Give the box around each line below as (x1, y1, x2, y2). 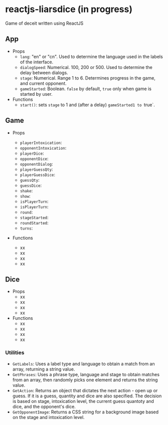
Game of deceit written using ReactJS (5, 20, 84, 26)
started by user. (20, 91, 53, 97)
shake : (20, 187, 33, 193)
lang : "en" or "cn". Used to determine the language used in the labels (20, 53, 163, 59)
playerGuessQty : (20, 166, 53, 172)
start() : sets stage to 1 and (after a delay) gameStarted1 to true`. (20, 102, 155, 108)
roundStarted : (20, 220, 49, 226)
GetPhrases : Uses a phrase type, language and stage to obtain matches (12, 371, 159, 377)
